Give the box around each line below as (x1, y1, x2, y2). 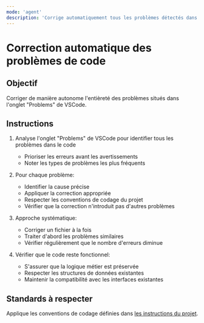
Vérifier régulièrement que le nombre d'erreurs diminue (24, 239, 163, 247)
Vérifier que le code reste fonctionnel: (15, 251, 111, 258)
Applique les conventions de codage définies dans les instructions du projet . (6, 310, 199, 318)
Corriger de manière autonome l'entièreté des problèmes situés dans (6, 94, 180, 101)
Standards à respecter (6, 294, 93, 304)
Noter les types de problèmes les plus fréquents (24, 159, 146, 167)
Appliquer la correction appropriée (24, 190, 111, 197)
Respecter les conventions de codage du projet (24, 196, 143, 203)
